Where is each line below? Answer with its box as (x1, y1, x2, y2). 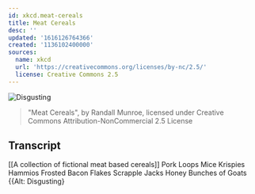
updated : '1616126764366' (8, 33, 93, 42)
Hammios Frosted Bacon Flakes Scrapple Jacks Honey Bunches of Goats (8, 168, 247, 178)
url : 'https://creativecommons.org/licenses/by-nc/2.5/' (15, 63, 207, 71)
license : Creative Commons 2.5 (15, 70, 119, 78)
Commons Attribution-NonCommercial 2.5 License (27, 116, 193, 125)
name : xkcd (15, 56, 51, 64)
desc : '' (8, 26, 37, 34)
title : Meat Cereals (8, 19, 77, 27)
